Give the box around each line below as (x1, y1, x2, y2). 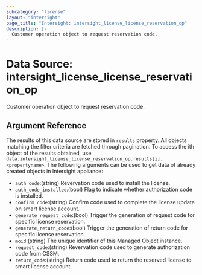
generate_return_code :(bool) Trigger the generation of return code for (14, 224, 189, 231)
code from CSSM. (14, 250, 60, 257)
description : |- (6, 25, 47, 32)
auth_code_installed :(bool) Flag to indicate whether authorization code (14, 186, 193, 193)
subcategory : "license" (6, 8, 66, 15)
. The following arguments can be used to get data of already (44, 161, 196, 168)
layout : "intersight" (6, 15, 61, 21)
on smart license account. (14, 205, 80, 212)
